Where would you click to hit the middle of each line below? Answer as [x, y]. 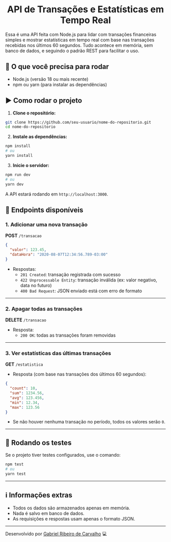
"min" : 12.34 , [25, 403]
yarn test [16, 474]
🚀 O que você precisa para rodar [57, 67]
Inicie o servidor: [31, 165]
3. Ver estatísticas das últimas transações [58, 353]
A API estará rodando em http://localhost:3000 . [57, 194]
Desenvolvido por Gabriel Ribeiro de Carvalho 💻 [56, 534]
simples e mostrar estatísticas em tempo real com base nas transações [80, 40]
